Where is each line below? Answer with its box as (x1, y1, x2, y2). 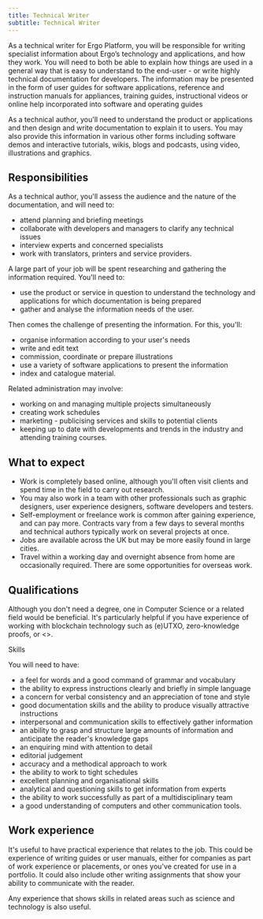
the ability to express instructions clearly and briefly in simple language (19, 683, 251, 693)
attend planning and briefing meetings (19, 215, 144, 225)
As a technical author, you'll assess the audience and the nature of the (8, 192, 236, 201)
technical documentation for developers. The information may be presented (8, 74, 254, 84)
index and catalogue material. (19, 368, 117, 379)
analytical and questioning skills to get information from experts (19, 784, 227, 794)
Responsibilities (8, 170, 89, 184)
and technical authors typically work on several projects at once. (19, 527, 230, 536)
